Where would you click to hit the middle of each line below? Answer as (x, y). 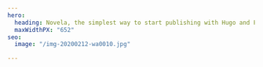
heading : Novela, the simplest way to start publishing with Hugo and (132, 23)
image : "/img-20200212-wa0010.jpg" (73, 44)
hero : (16, 15)
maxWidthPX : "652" (45, 30)
